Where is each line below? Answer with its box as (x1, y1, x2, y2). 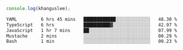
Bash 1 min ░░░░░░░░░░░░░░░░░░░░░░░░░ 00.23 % (6, 39, 178, 45)
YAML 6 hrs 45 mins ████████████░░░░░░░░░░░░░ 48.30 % (6, 16, 178, 22)
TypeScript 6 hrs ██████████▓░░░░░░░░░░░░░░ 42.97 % (6, 21, 178, 28)
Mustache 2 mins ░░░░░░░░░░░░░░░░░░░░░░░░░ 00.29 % (6, 33, 178, 39)
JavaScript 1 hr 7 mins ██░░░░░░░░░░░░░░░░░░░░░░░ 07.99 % (6, 27, 178, 33)
